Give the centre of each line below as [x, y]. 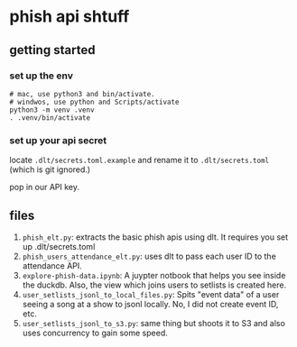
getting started [52, 50]
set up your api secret [58, 140]
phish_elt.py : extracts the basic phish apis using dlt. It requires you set [155, 237]
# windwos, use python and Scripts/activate [94, 102]
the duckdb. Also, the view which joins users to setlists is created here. [154, 285]
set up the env [42, 76]
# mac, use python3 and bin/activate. [82, 94]
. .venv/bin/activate [50, 118]
